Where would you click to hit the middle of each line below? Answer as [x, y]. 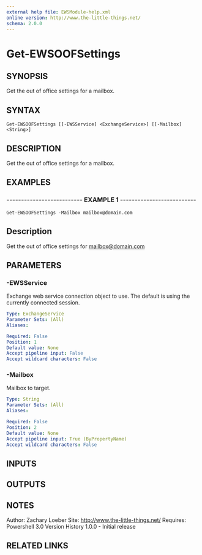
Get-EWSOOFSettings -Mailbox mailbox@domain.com [69, 213]
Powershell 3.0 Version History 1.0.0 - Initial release [71, 527]
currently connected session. [43, 303]
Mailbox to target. [28, 388]
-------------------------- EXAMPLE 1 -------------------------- [101, 200]
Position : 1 [21, 342]
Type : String [23, 399]
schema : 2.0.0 [24, 23]
